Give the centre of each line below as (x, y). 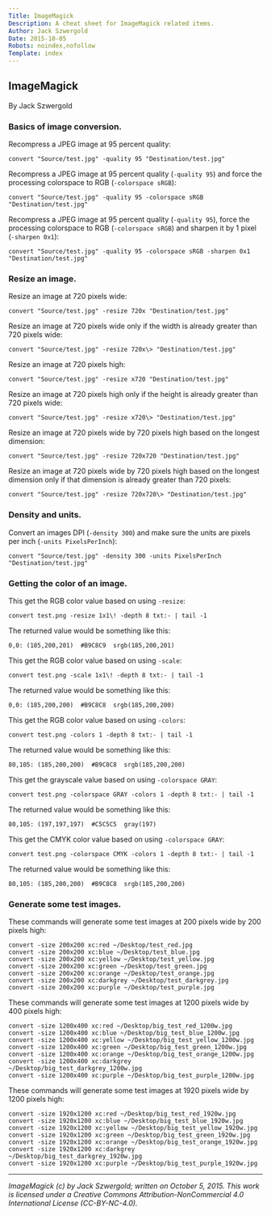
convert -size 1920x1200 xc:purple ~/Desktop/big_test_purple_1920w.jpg (133, 1164)
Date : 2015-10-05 (38, 38)
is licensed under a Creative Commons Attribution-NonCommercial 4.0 (126, 1195)
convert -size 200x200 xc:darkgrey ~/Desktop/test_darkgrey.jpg (119, 981)
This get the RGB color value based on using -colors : (97, 720)
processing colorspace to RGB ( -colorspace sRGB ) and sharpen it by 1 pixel (132, 228)
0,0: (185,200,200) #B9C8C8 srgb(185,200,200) (92, 705)
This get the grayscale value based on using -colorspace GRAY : (113, 780)
